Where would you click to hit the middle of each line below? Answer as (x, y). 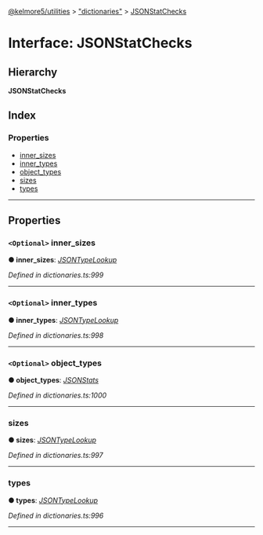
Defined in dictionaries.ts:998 (56, 335)
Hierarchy (33, 72)
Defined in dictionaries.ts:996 (56, 515)
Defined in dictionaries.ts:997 (56, 456)
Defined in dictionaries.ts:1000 (58, 395)
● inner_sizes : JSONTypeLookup (63, 260)
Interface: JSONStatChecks (100, 43)
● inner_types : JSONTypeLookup (63, 320)
